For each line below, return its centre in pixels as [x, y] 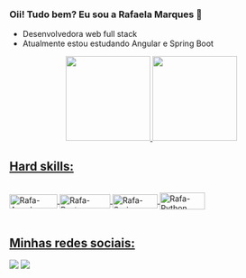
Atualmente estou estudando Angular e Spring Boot [118, 43]
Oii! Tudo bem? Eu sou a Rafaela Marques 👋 [106, 14]
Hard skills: [41, 166]
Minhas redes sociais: [72, 243]
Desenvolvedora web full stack [80, 34]
